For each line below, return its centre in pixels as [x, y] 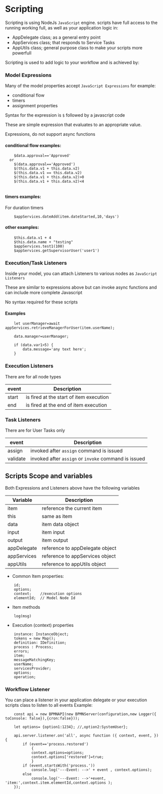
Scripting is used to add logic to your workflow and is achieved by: [72, 62]
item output [55, 540]
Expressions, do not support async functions [50, 134]
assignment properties [35, 106]
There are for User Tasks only [35, 430]
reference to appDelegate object [79, 548]
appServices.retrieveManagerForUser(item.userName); [60, 328]
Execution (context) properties [43, 625]
